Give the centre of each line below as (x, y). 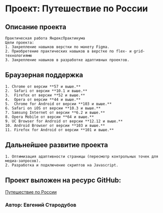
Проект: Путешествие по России (77, 9)
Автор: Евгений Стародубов (41, 205)
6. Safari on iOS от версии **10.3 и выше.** (53, 108)
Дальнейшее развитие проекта (56, 145)
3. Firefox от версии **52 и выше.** (45, 95)
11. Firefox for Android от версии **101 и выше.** (59, 130)
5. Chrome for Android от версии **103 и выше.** (58, 104)
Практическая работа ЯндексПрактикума (45, 38)
